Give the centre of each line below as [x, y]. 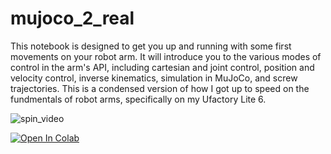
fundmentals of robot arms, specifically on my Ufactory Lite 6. [138, 99]
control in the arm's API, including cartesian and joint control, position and [162, 67]
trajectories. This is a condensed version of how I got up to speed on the [160, 88]
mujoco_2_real [72, 18]
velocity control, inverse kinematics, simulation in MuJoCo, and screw [154, 78]
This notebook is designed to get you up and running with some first [151, 46]
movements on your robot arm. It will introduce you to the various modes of [166, 56]
